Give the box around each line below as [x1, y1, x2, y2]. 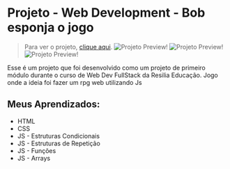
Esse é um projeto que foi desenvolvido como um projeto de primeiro [7, 63, 206, 72]
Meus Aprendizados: [7, 99, 100, 111]
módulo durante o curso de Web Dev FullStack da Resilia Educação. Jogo [7, 71, 218, 79]
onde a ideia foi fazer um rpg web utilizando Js [7, 78, 142, 86]
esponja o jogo [7, 19, 94, 35]
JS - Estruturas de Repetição [17, 139, 101, 147]
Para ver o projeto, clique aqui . [24, 42, 113, 51]
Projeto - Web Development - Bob [7, 5, 206, 21]
